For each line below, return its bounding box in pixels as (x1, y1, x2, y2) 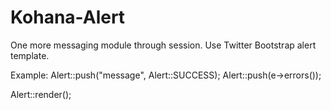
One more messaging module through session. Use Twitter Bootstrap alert (10, 39, 317, 51)
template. (10, 49, 50, 61)
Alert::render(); (10, 88, 72, 100)
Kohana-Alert (10, 6, 126, 29)
